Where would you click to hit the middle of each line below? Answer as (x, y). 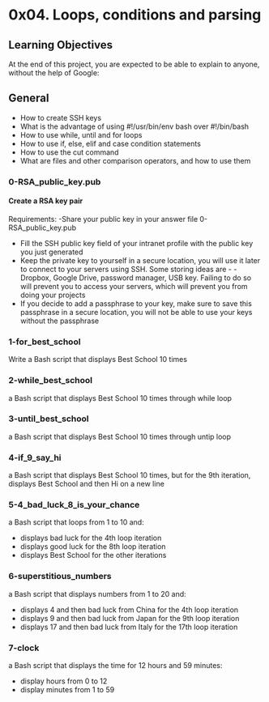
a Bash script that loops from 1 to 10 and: (76, 522)
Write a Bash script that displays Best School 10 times (98, 360)
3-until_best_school (49, 419)
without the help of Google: (54, 73)
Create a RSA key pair (46, 201)
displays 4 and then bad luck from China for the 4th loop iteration (129, 610)
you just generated (51, 252)
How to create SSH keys (61, 117)
